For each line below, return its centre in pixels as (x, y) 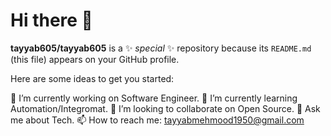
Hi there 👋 (51, 20)
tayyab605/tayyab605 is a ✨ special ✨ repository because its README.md (161, 48)
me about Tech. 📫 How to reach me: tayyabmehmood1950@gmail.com (157, 120)
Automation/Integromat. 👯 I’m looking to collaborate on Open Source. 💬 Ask (165, 108)
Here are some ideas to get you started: (92, 78)
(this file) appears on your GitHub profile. (95, 59)
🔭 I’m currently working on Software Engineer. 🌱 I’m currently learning (154, 98)
